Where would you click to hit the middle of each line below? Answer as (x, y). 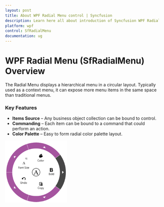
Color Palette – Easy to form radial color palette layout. (67, 134)
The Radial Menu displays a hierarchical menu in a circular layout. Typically (81, 84)
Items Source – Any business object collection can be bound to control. (84, 118)
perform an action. (31, 129)
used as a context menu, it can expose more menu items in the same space (81, 90)
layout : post (18, 10)
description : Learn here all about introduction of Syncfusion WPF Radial (83, 21)
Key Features (21, 107)
